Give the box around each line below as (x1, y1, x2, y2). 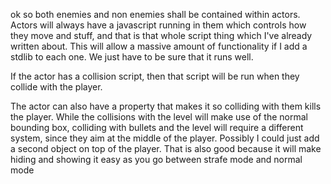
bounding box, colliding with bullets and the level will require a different (10, 122, 304, 133)
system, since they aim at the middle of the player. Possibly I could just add (10, 132, 320, 144)
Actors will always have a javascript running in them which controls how (10, 19, 307, 31)
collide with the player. (10, 81, 103, 93)
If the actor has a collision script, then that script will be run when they (10, 70, 300, 82)
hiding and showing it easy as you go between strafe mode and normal (10, 154, 303, 165)
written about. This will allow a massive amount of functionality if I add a (10, 40, 308, 52)
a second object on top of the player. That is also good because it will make (10, 143, 322, 154)
